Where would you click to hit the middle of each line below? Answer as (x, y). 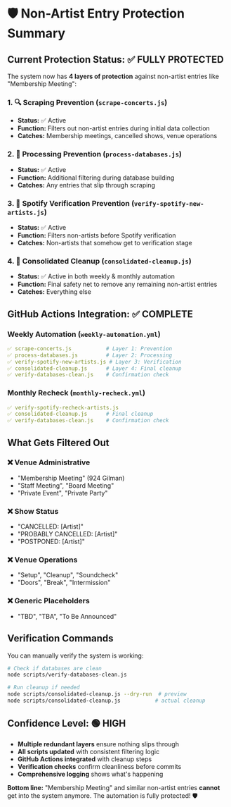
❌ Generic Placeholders (48, 601)
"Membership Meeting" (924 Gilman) (71, 478)
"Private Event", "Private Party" (62, 493)
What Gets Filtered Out (58, 442)
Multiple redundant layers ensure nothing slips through (98, 744)
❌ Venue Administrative (49, 462)
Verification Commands (60, 639)
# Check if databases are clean (54, 668)
